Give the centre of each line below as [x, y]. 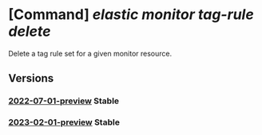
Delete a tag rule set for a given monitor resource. [90, 53]
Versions [31, 78]
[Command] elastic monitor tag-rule [131, 15]
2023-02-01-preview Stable [64, 122]
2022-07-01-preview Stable [64, 101]
